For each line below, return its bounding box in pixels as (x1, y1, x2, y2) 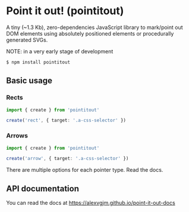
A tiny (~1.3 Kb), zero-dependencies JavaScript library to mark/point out (6, 24, 183, 31)
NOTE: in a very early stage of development (6, 47, 114, 54)
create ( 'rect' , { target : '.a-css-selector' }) (6, 117, 127, 124)
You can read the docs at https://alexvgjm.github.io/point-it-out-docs (6, 200, 175, 207)
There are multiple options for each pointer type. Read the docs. (6, 166, 163, 174)
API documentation (6, 184, 79, 194)
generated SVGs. (6, 36, 48, 43)
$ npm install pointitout (6, 59, 70, 65)
